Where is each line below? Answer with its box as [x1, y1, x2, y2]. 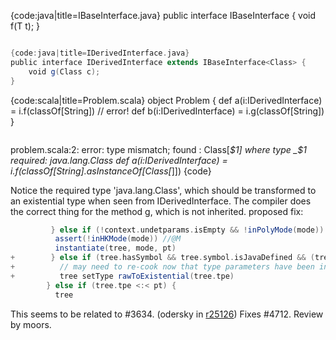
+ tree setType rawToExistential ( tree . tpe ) [10, 271, 235, 281]
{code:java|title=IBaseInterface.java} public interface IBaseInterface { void [10, 10, 317, 21]
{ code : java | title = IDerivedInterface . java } [10, 48, 190, 58]
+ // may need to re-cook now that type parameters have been [10, 262, 315, 272]
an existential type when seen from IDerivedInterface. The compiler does [10, 195, 312, 207]
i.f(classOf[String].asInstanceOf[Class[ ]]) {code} [10, 165, 212, 177]
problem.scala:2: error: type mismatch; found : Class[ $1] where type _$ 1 [10, 143, 307, 155]
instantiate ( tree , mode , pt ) [54, 243, 177, 254]
